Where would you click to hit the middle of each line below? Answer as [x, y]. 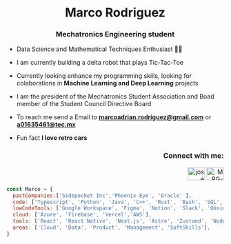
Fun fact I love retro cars [52, 138]
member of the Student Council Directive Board [84, 104]
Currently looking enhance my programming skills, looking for [104, 76]
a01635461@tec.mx [46, 125]
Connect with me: [193, 156]
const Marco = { [30, 189]
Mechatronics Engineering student [115, 34]
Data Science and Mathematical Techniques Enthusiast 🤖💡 [99, 49]
